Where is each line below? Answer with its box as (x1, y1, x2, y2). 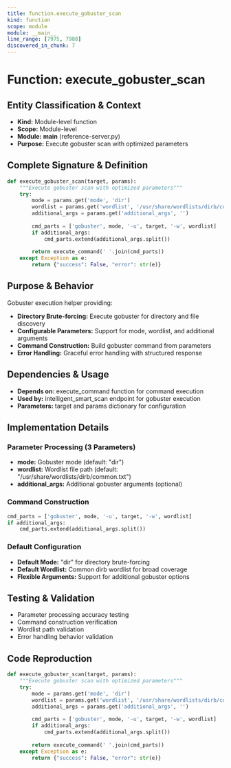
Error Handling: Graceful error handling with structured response (16, 348, 203, 357)
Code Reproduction (7, 653, 93, 664)
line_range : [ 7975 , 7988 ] (7, 36, 81, 43)
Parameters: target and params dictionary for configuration (16, 402, 186, 410)
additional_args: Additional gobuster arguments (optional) (16, 480, 183, 489)
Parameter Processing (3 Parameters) (7, 442, 136, 452)
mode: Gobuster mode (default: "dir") (16, 458, 124, 466)
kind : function (7, 17, 51, 23)
